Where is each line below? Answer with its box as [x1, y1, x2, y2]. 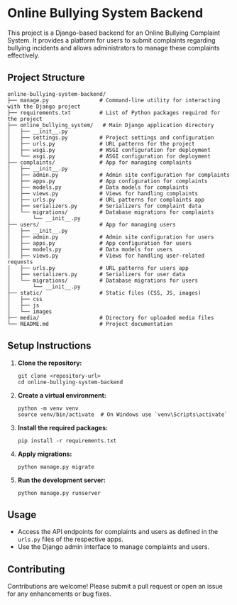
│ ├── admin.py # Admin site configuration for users [7, 233, 214, 241]
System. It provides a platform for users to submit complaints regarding [7, 36, 216, 44]
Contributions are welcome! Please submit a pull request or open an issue [7, 582, 224, 591]
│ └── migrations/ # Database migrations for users [7, 277, 199, 284]
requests [7, 258, 33, 266]
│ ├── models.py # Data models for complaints [7, 183, 189, 191]
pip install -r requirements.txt [17, 437, 117, 445]
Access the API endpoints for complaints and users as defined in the [17, 528, 219, 536]
